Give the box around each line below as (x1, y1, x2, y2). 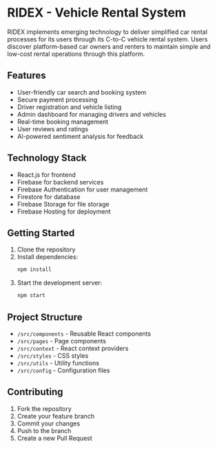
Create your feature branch (17, 412, 95, 420)
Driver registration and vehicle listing (17, 102, 122, 111)
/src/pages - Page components (17, 336, 107, 345)
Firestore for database (17, 192, 81, 201)
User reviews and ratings (17, 124, 88, 133)
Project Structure (7, 311, 83, 323)
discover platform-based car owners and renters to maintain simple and (7, 42, 211, 50)
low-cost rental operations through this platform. (7, 50, 145, 58)
